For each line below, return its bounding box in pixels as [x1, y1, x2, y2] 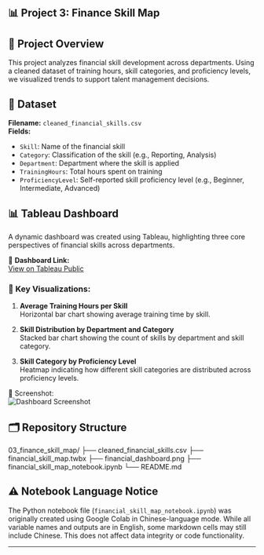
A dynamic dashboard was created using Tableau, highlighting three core [8, 232, 246, 241]
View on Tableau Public [8, 264, 84, 273]
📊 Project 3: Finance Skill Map [8, 6, 160, 20]
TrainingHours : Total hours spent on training [19, 167, 163, 177]
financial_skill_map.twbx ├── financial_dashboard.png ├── [8, 454, 202, 463]
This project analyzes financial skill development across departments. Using [8, 58, 255, 68]
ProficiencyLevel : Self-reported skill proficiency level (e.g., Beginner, [19, 175, 245, 184]
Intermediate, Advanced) [19, 184, 101, 193]
